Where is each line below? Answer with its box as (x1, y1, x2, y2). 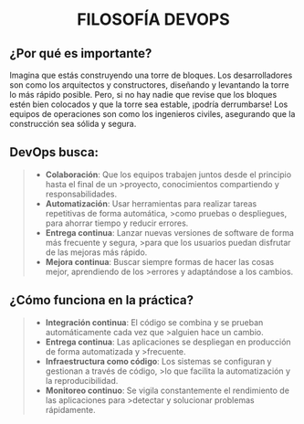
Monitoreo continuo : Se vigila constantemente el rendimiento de (45, 385, 290, 396)
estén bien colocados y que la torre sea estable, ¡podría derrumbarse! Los (9, 99, 288, 110)
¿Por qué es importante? (9, 46, 152, 61)
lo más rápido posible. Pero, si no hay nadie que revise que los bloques (9, 90, 278, 100)
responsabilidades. (45, 188, 118, 199)
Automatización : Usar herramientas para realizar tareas (45, 197, 257, 209)
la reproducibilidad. (45, 375, 119, 386)
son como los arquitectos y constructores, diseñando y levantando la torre (9, 79, 289, 90)
